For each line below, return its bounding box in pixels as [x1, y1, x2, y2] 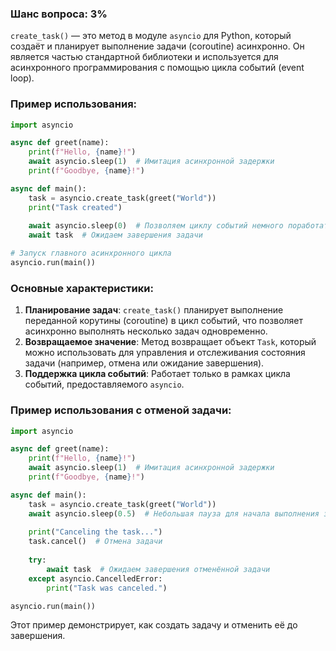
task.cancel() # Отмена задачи [28, 537, 163, 547]
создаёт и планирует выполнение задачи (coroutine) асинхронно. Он [10, 40, 305, 52]
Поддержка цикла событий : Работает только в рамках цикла [24, 368, 291, 380]
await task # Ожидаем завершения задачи [28, 230, 203, 241]
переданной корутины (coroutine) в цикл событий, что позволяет [24, 315, 304, 327]
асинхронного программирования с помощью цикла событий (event [10, 62, 305, 74]
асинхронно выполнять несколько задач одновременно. [24, 325, 268, 337]
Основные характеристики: [10, 281, 154, 295]
